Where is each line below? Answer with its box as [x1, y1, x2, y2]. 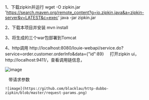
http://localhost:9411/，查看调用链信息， [5, 57, 85, 62]
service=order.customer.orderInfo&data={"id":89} [5, 51, 105, 57]
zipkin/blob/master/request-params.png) [5, 90, 88, 95]
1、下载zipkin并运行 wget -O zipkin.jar [5, 4, 81, 10]
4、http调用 [5, 45, 29, 50]
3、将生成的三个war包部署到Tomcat [5, 35, 77, 40]
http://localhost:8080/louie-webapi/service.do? [29, 45, 124, 50]
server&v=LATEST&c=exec [5, 15, 58, 20]
